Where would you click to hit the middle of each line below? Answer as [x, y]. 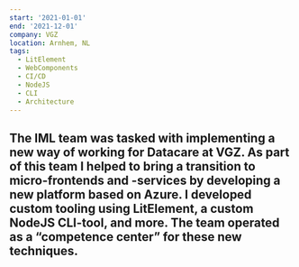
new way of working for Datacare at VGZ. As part [149, 152]
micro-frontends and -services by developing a [145, 180]
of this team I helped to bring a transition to [132, 166]
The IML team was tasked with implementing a [142, 138]
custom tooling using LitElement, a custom [131, 208]
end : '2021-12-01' [44, 26]
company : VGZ [34, 34]
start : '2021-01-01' [48, 18]
